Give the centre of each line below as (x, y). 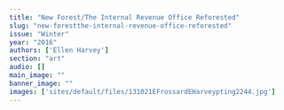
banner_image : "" (41, 83)
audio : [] (28, 67)
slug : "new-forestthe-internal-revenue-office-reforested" (121, 26)
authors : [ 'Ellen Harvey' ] (59, 51)
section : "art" (37, 59)
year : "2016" (33, 42)
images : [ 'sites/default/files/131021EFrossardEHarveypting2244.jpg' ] (142, 91)
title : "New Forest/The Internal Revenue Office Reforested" (125, 17)
